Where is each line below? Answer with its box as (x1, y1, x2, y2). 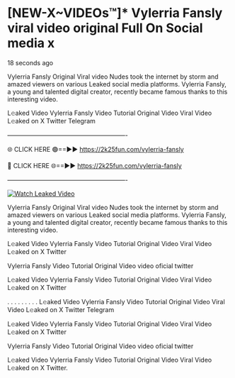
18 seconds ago (7, 58, 54, 67)
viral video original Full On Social (7, 20, 203, 36)
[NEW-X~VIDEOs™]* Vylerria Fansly (7, 5, 223, 21)
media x (7, 35, 55, 51)
